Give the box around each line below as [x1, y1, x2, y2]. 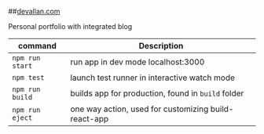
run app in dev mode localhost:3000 [70, 56, 205, 67]
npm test [12, 74, 45, 81]
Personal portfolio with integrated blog [8, 22, 133, 31]
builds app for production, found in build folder [70, 88, 244, 99]
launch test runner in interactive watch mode [70, 72, 236, 83]
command [18, 41, 57, 51]
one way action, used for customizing [70, 103, 209, 114]
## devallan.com [8, 7, 60, 16]
